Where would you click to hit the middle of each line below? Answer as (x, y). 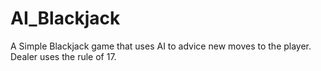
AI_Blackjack (65, 18)
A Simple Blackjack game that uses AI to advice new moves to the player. (161, 46)
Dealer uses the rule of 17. (63, 56)
